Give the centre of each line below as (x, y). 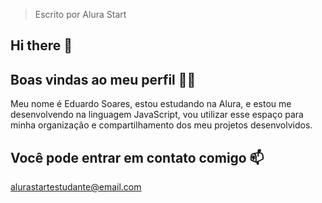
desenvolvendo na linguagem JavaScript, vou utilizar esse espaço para (157, 115)
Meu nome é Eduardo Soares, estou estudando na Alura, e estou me (151, 104)
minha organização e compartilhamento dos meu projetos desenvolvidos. (161, 125)
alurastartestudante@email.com (76, 187)
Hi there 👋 (41, 45)
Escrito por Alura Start (80, 14)
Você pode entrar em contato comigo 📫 (137, 157)
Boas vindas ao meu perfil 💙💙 (103, 79)
